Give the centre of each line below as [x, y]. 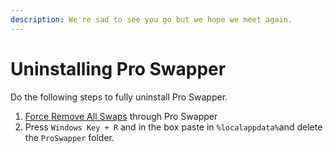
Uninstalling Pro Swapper [118, 68]
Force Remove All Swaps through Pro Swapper [121, 116]
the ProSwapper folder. [69, 137]
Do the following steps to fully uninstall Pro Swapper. [119, 97]
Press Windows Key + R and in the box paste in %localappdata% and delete [173, 127]
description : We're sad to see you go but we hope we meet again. [151, 19]
